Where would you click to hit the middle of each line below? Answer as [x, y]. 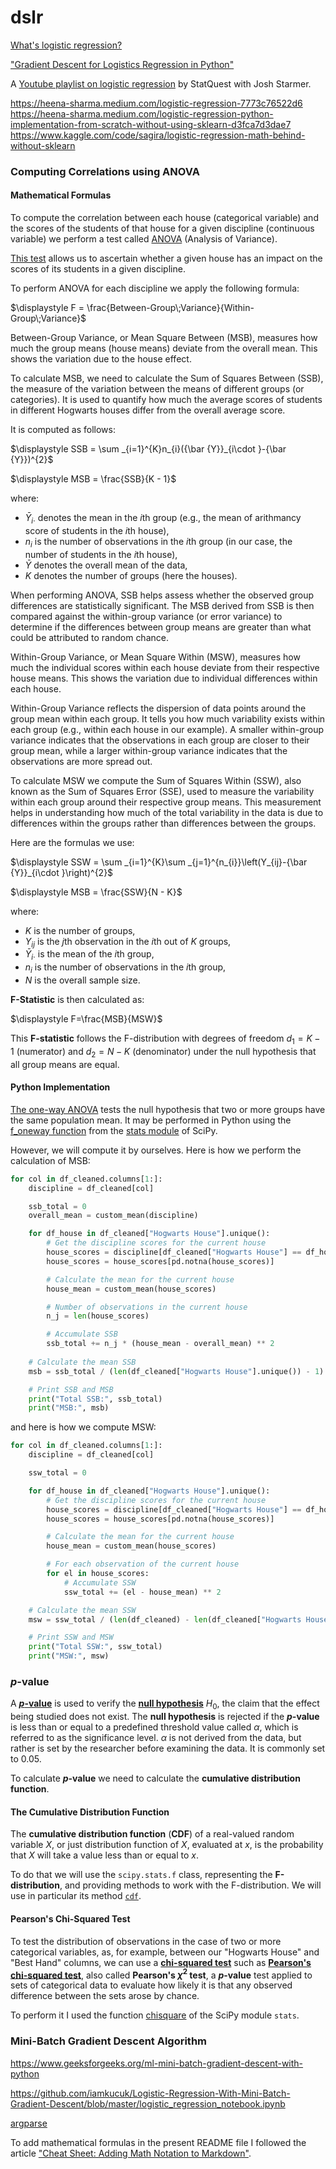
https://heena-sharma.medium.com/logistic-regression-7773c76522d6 [156, 103]
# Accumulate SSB [82, 1334]
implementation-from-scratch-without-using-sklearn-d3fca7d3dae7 [151, 124]
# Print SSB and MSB [71, 1389]
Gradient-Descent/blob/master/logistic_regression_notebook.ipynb [148, 2103]
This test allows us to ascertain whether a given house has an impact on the [166, 258]
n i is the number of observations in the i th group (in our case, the [158, 542]
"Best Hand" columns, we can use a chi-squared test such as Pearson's [161, 1962]
